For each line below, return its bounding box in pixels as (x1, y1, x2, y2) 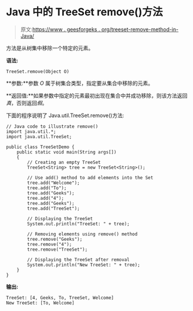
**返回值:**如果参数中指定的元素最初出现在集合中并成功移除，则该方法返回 (6, 92, 188, 99)
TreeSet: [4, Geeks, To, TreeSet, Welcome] (6, 295, 114, 300)
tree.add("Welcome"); (27, 180, 80, 186)
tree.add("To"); (27, 185, 67, 191)
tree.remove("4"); (27, 241, 72, 247)
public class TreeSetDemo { (6, 144, 75, 150)
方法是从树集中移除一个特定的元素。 (6, 45, 94, 52)
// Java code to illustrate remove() (6, 124, 99, 129)
